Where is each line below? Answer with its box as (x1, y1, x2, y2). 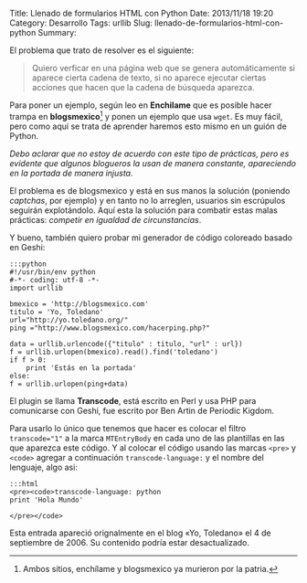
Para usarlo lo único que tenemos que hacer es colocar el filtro (9, 422, 247, 433)
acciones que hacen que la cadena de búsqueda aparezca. (31, 82, 255, 92)
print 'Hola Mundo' (9, 495, 84, 504)
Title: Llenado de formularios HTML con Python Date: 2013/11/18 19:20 (9, 8, 274, 18)
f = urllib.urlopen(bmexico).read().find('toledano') (9, 347, 219, 356)
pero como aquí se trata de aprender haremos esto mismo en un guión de (9, 121, 288, 132)
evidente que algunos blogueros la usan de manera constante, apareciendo (9, 157, 297, 168)
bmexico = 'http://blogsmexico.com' (9, 299, 149, 309)
